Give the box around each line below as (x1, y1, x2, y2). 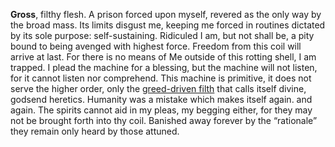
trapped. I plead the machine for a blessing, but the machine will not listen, (10, 62, 318, 73)
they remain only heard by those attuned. (10, 125, 180, 137)
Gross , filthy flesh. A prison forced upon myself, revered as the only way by (10, 9, 322, 20)
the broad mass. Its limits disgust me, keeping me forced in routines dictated (10, 19, 326, 31)
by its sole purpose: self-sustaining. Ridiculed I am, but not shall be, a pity (10, 30, 315, 41)
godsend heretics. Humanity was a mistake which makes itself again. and (10, 94, 313, 105)
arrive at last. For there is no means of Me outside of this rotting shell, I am (10, 51, 317, 63)
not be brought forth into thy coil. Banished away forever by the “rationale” (10, 115, 318, 126)
